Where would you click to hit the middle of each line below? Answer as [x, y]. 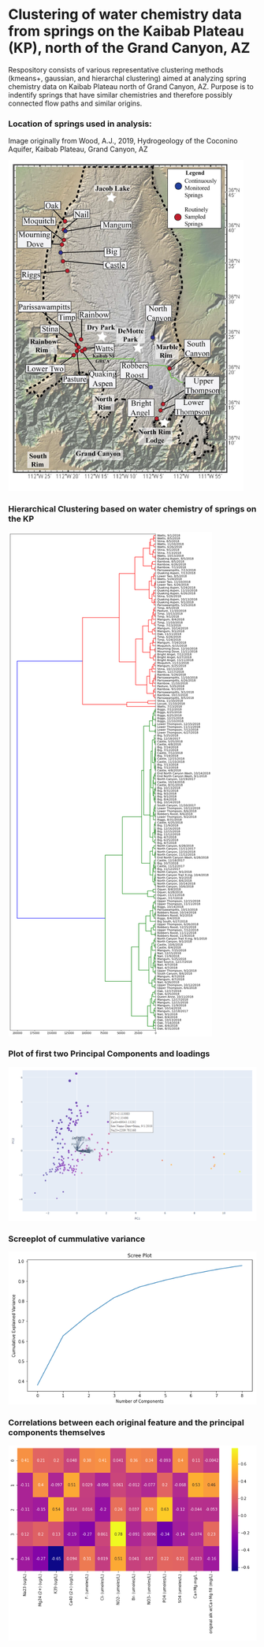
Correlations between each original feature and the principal [126, 1422]
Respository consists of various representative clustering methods [116, 69]
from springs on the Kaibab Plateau [126, 31]
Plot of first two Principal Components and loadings [109, 1054]
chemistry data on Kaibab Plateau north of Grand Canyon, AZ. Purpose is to [131, 86]
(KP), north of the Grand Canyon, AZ [129, 48]
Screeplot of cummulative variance [77, 1239]
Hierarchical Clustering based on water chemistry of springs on [132, 509]
